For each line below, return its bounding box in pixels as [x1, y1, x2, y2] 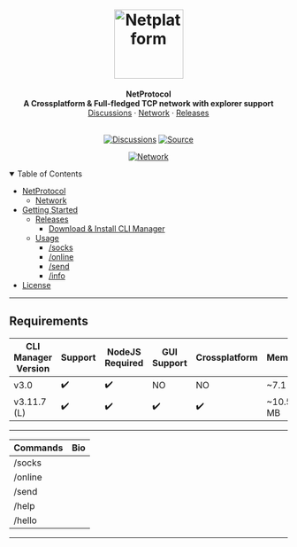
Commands [13, 442, 64, 454]
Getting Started [21, 204, 78, 215]
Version [16, 362, 50, 374]
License [21, 279, 51, 290]
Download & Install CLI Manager [48, 223, 165, 234]
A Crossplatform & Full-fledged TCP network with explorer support [23, 98, 274, 108]
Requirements [9, 314, 88, 329]
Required [104, 356, 144, 369]
